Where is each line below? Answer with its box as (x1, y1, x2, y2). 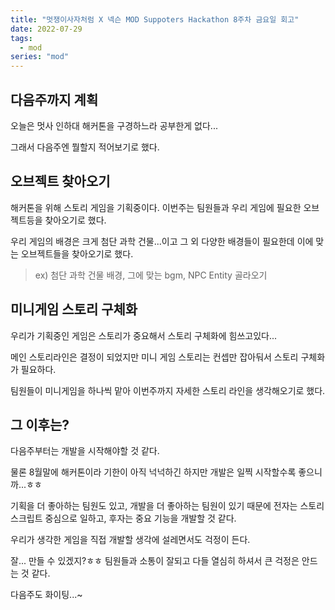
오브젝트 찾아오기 (10, 173, 111, 190)
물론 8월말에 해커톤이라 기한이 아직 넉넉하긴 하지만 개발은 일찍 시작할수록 (10, 466, 297, 478)
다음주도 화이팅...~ (10, 589, 83, 601)
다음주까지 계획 (10, 91, 99, 108)
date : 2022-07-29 (10, 24, 83, 34)
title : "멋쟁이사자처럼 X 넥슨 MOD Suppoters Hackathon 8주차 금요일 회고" (10, 14, 300, 25)
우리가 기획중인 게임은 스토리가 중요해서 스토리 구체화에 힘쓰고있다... (10, 329, 278, 341)
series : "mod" (10, 52, 70, 62)
